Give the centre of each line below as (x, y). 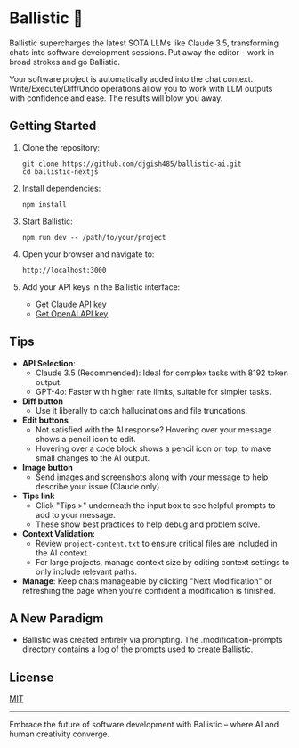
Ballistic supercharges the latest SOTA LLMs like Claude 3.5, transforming (144, 43)
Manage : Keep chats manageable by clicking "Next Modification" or (147, 581)
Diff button (43, 401)
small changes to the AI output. (93, 457)
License (32, 677)
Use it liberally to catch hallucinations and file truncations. (141, 410)
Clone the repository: (61, 147)
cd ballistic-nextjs (60, 172)
